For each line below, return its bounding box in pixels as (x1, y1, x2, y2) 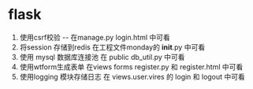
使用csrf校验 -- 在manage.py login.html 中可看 (19, 32, 171, 42)
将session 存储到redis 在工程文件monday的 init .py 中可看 (19, 42, 206, 52)
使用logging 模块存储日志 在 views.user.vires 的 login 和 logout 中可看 (19, 72, 246, 81)
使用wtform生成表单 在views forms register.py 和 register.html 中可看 (19, 61, 244, 72)
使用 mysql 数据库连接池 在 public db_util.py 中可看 (19, 52, 185, 61)
